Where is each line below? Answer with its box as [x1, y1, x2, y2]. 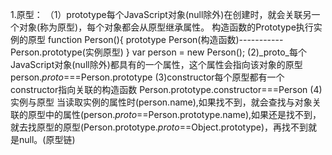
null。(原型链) [18, 134, 76, 145]
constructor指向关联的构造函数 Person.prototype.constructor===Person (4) [10, 84, 323, 95]
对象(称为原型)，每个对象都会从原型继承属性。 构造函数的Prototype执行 [18, 21, 314, 33]
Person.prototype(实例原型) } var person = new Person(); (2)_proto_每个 [10, 46, 307, 58]
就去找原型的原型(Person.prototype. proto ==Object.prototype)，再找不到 [10, 121, 309, 133]
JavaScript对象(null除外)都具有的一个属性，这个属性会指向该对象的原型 [10, 59, 303, 70]
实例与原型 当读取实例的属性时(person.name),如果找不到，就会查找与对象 [10, 96, 313, 108]
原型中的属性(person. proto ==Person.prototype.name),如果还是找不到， [27, 109, 322, 120]
